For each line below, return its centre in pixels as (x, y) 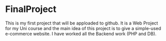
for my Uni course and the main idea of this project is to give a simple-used (83, 28)
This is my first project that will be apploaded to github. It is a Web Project (82, 23)
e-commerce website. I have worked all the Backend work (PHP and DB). (81, 33)
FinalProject (31, 9)
